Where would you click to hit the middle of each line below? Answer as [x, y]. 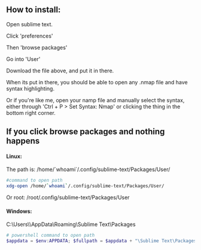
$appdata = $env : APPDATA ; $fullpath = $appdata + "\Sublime [83, 241]
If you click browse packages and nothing [86, 132]
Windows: [19, 211]
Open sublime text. [29, 24]
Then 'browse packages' [37, 47]
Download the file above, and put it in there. [60, 71]
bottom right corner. [31, 112]
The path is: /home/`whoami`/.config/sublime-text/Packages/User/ [88, 169]
